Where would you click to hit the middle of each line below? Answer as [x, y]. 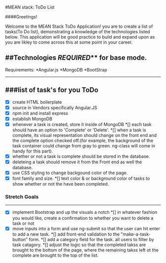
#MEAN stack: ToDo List [30, 7]
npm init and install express [40, 113]
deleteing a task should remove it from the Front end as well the [77, 162]
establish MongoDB [32, 119]
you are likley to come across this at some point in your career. [69, 42]
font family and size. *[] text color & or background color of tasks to [81, 179]
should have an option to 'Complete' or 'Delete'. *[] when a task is [79, 130]
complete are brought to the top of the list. [55, 255]
